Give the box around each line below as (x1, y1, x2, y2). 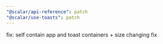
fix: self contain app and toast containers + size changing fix (6, 31, 158, 38)
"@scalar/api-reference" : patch (6, 8, 88, 15)
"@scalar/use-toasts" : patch (6, 14, 80, 20)
